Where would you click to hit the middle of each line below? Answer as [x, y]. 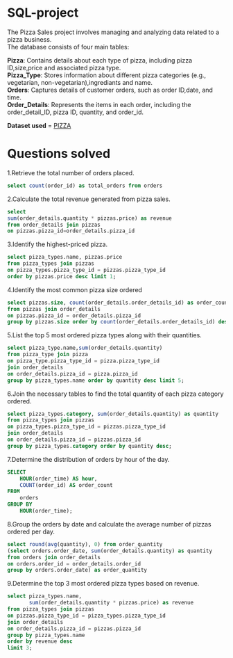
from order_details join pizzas [54, 225]
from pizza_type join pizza [48, 355]
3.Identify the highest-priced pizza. [58, 244]
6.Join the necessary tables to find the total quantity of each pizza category [115, 394]
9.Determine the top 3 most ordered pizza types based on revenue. [103, 584]
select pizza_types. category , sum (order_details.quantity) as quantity [113, 414]
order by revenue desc [40, 641]
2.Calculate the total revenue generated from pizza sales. [89, 199]
